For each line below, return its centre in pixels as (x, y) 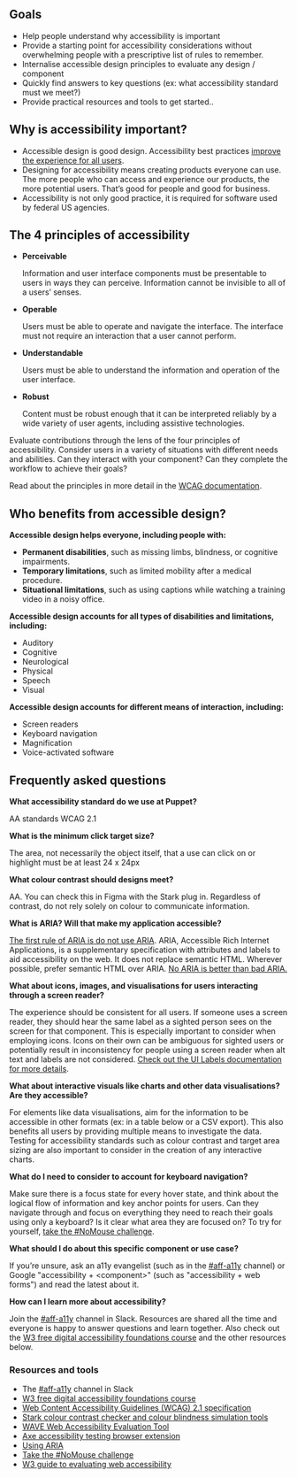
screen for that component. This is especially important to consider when (143, 1031)
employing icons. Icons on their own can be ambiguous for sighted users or (147, 1041)
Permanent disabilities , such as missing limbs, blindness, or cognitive (150, 552)
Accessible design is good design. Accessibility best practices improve (151, 150)
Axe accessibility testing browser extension (101, 1436)
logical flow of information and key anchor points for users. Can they (134, 1204)
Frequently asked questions (88, 780)
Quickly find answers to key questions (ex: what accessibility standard (150, 82)
